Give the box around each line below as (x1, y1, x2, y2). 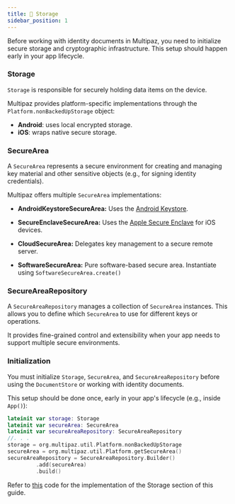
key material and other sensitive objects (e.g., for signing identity (7, 170, 197, 178)
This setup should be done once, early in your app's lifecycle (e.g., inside (7, 393, 221, 402)
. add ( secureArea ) (35, 461, 87, 469)
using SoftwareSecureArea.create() (17, 268, 122, 277)
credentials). (7, 177, 44, 185)
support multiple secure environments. (7, 339, 120, 347)
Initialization (7, 356, 51, 366)
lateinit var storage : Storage (7, 415, 100, 422)
